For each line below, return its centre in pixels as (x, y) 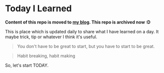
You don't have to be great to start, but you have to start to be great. (86, 46)
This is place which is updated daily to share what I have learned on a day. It (82, 31)
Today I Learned (38, 9)
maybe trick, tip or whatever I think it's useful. (51, 37)
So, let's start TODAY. (27, 65)
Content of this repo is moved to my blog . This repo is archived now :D (78, 22)
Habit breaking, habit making (46, 56)
